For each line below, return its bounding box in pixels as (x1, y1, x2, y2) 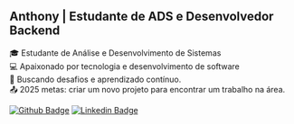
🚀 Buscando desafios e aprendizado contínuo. (9, 74, 182, 84)
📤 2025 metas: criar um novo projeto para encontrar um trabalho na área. (9, 84, 286, 94)
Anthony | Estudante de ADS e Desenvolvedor (9, 9, 274, 24)
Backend (9, 23, 61, 39)
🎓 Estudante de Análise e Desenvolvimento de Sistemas (9, 47, 222, 58)
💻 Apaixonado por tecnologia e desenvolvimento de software (9, 60, 240, 72)
